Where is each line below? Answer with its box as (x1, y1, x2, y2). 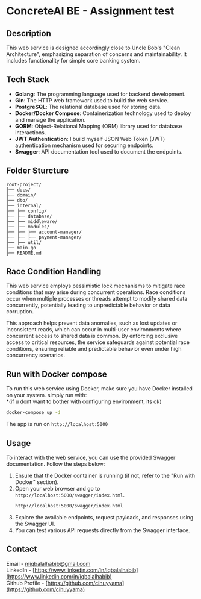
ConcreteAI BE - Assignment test (6, 4, 175, 18)
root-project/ (6, 181, 42, 187)
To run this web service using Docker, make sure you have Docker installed (6, 385, 193, 392)
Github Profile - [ (6, 579, 48, 586)
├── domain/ (6, 192, 36, 198)
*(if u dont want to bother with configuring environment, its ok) (6, 398, 162, 405)
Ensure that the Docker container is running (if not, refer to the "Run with (14, 472, 196, 479)
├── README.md (6, 250, 42, 256)
